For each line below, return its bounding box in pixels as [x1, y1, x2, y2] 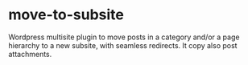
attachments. [8, 49, 52, 59]
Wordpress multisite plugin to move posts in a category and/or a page [8, 32, 240, 42]
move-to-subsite [8, 6, 125, 24]
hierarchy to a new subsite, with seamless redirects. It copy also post [8, 40, 238, 50]
